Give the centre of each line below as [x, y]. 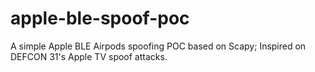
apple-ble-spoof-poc [100, 18]
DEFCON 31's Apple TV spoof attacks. [89, 56]
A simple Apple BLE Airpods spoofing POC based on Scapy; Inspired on [158, 46]
